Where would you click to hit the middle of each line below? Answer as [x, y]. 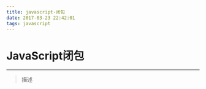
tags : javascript [29, 23]
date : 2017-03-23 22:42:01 [41, 18]
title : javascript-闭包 [36, 12]
